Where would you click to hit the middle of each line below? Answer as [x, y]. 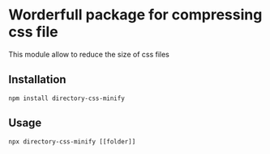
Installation [37, 79]
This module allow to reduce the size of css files [89, 54]
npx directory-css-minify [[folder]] [72, 142]
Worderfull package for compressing [135, 15]
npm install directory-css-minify [67, 98]
